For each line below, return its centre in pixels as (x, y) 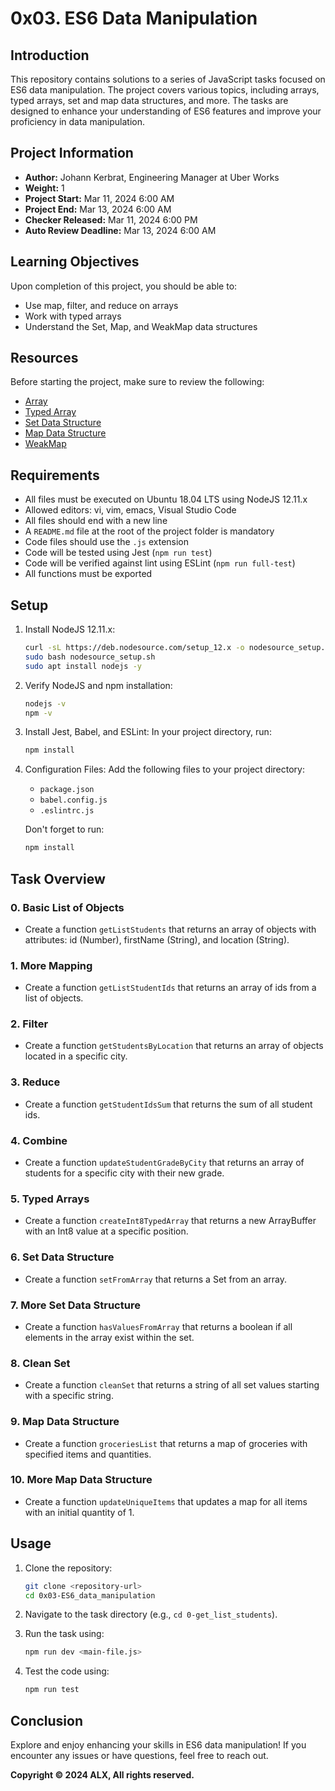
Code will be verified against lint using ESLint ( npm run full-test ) (160, 563)
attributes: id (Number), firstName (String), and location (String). (157, 939)
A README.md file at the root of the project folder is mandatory (149, 531)
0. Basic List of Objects (67, 907)
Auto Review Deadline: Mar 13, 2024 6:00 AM (120, 230)
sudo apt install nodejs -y (83, 666)
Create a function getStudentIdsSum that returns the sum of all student (168, 1104)
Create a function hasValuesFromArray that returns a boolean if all (158, 1326)
